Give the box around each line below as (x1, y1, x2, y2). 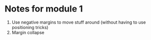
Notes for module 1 (4, 3, 83, 14)
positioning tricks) (11, 24, 49, 30)
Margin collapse (11, 29, 45, 35)
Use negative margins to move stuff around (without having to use (11, 19, 146, 25)
